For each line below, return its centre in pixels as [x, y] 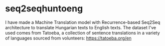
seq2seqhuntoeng [44, 9]
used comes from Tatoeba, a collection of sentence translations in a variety [83, 33]
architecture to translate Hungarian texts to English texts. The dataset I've [81, 27]
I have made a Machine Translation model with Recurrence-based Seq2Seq [83, 22]
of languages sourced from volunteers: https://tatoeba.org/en [68, 38]
